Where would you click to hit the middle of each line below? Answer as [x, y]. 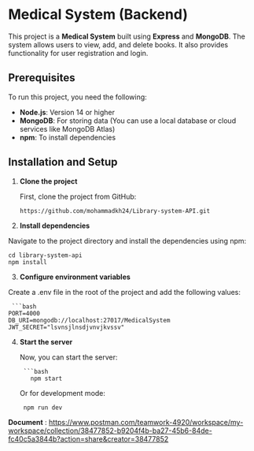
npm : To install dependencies [68, 137]
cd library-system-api [45, 255]
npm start [46, 379]
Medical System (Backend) [98, 15]
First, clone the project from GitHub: [78, 196]
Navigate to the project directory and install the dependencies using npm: [127, 241]
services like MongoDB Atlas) [67, 129]
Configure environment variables [75, 277]
